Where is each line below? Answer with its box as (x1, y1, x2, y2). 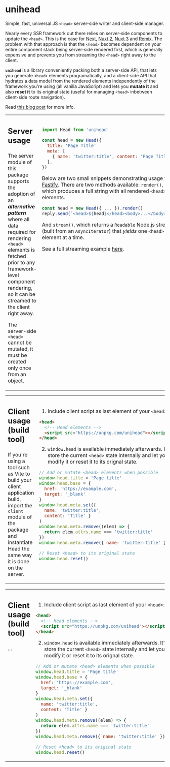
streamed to (8, 297, 37, 304)
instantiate (8, 539, 33, 546)
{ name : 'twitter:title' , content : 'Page (52, 154, 153, 159)
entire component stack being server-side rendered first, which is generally (5, 46, 163, 52)
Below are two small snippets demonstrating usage (41, 174, 163, 181)
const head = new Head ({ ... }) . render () (41, 205, 143, 211)
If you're (8, 451, 28, 458)
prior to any (8, 259, 35, 266)
